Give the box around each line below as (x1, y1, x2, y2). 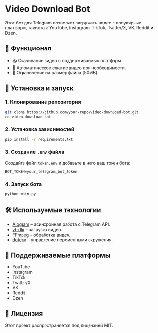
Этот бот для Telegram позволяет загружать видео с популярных (5, 20, 142, 25)
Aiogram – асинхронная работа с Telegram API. (12, 221, 110, 227)
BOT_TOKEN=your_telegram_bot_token (5, 169, 78, 174)
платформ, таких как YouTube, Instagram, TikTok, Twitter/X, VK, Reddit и (5, 24, 154, 30)
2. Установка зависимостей (5, 126, 75, 133)
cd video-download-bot (5, 114, 51, 119)
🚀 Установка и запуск (5, 84, 74, 93)
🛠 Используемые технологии (5, 206, 101, 214)
